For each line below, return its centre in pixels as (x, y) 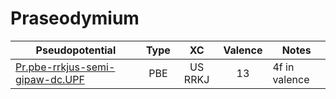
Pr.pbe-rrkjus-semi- (65, 67)
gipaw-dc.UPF (50, 79)
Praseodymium (75, 18)
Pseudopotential (76, 50)
